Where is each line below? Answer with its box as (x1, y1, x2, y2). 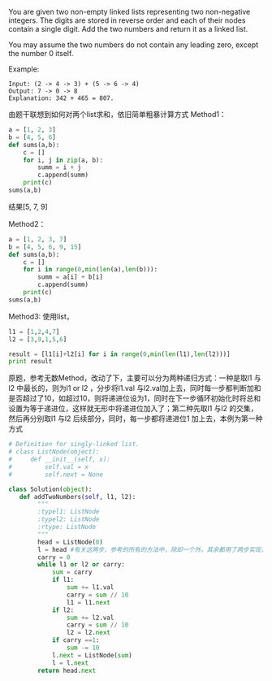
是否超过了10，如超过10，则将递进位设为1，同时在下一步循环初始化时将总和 (8, 393, 261, 403)
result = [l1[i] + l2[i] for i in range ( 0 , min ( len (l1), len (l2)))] (8, 349, 231, 358)
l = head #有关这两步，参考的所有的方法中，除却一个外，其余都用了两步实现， (37, 545, 268, 553)
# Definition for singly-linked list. (8, 440, 140, 449)
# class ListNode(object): (8, 448, 100, 456)
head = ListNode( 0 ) (37, 538, 104, 546)
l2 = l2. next (66, 629, 111, 637)
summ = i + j (37, 163, 82, 171)
